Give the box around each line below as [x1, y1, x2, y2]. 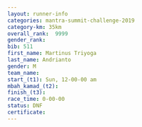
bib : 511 [7, 43, 33, 50]
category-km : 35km [7, 23, 62, 30]
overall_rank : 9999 [7, 30, 69, 37]
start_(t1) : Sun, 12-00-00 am [7, 75, 97, 83]
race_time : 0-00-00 [7, 96, 65, 103]
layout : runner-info [7, 10, 69, 18]
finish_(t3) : [7, 89, 46, 96]
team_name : [7, 69, 40, 76]
